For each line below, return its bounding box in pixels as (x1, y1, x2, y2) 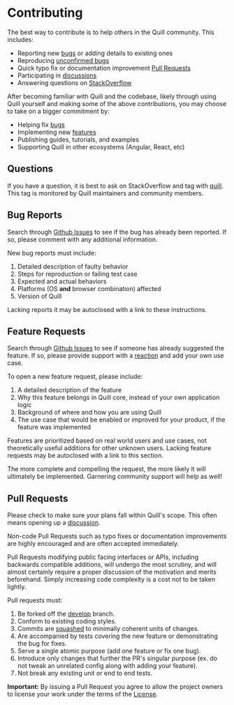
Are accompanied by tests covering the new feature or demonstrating (17, 632, 219, 640)
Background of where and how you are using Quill (17, 408, 162, 417)
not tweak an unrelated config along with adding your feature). (17, 662, 198, 670)
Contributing (7, 5, 83, 21)
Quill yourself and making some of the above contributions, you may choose (7, 99, 227, 107)
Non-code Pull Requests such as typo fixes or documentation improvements (7, 532, 227, 540)
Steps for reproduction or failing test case (17, 269, 138, 278)
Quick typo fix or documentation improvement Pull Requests (17, 64, 191, 72)
